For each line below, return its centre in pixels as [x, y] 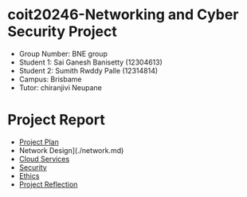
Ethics [29, 175]
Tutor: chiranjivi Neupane [61, 87]
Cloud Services [44, 159]
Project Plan [39, 142]
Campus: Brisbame [50, 79]
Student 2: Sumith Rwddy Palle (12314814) [88, 70]
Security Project [62, 32]
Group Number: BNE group [63, 53]
